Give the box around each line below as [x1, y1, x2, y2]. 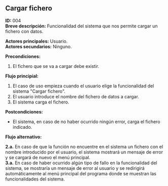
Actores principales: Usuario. [5, 38, 68, 44]
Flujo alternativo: [5, 134, 42, 140]
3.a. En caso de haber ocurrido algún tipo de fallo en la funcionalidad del [5, 160, 157, 166]
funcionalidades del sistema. [5, 176, 65, 182]
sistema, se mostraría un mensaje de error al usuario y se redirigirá [5, 165, 145, 171]
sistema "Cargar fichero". [12, 88, 66, 94]
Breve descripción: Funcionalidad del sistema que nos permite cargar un [5, 23, 158, 29]
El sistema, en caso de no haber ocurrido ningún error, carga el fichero [12, 119, 160, 125]
